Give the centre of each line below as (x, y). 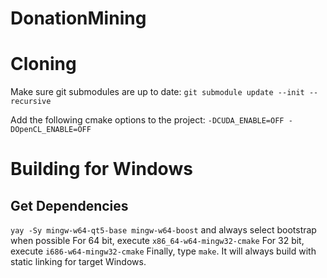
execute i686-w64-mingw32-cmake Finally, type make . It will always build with (163, 251)
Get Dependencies (69, 205)
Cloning (43, 64)
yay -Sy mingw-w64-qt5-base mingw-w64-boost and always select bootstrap (163, 230)
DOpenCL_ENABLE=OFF (51, 130)
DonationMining (78, 18)
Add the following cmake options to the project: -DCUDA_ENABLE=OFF (147, 120)
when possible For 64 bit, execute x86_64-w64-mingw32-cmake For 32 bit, (157, 241)
